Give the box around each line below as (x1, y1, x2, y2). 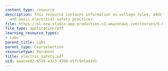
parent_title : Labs (5, 40, 46, 45)
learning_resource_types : (5, 30, 59, 35)
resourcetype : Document (5, 49, 55, 54)
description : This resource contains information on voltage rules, (5, 12, 151, 17)
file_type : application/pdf (5, 26, 64, 31)
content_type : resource (5, 7, 55, 12)
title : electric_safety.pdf (5, 53, 64, 59)
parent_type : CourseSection (5, 44, 64, 49)
